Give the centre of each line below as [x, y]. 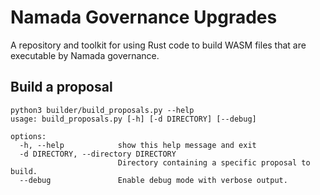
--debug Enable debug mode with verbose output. [153, 180]
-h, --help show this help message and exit [138, 145]
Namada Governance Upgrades [144, 17]
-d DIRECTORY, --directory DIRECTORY [98, 154]
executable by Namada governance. [85, 55]
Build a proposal [61, 87]
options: [28, 136]
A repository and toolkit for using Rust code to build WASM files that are [158, 45]
